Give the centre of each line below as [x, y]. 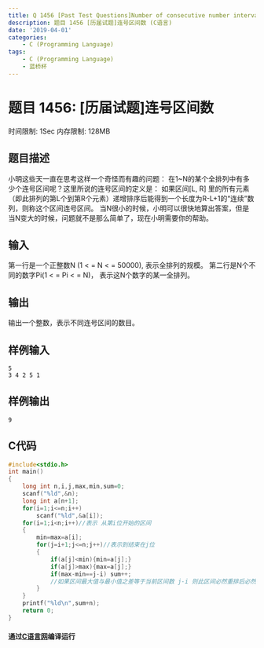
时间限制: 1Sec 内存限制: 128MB [59, 131]
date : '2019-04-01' [40, 30]
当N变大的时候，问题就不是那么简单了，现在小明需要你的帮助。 [111, 218]
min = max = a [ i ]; [59, 538]
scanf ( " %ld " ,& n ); [51, 494]
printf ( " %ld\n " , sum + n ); [61, 603]
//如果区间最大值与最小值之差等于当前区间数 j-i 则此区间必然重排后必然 [153, 581]
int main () [26, 472]
